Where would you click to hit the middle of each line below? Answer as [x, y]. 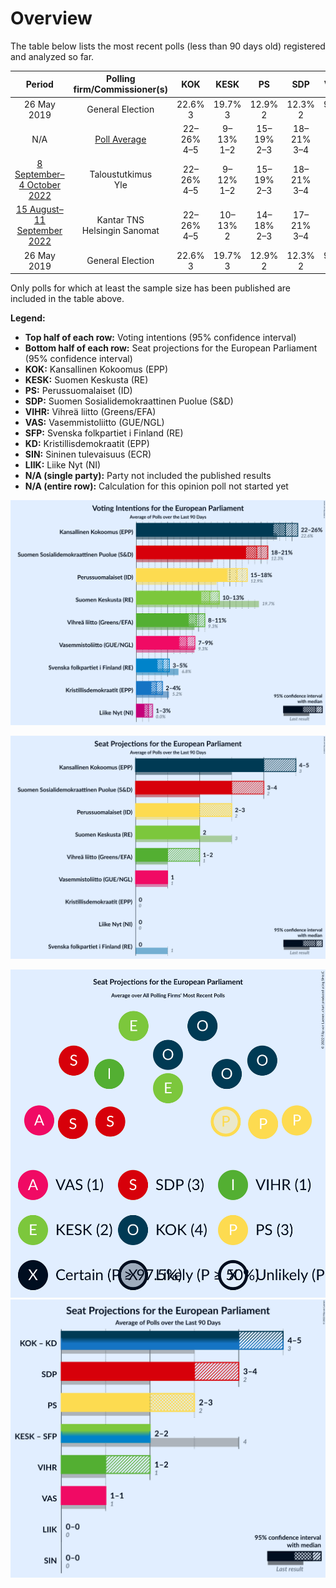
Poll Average [120, 139]
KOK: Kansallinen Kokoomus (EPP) [96, 369]
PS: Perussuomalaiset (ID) [78, 391]
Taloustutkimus [121, 174]
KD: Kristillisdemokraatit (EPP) [87, 444]
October [43, 185]
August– [46, 209]
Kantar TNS [120, 220]
